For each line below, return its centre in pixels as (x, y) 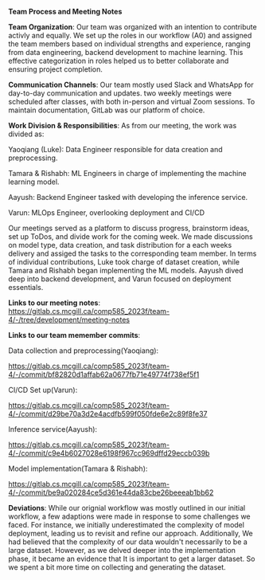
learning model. (34, 182)
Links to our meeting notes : (55, 303)
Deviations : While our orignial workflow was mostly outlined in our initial (127, 508)
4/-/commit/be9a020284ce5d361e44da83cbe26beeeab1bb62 (111, 492)
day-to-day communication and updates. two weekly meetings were (120, 93)
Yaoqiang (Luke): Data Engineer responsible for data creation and (115, 149)
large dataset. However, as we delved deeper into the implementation (122, 550)
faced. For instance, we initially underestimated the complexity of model (127, 525)
